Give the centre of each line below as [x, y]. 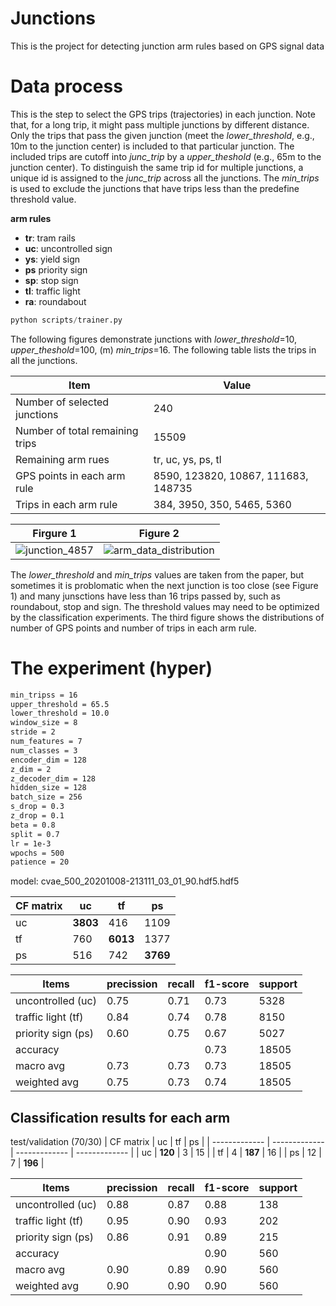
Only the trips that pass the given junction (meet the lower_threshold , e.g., [162, 135]
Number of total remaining [77, 430]
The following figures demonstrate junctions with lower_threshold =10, [153, 339]
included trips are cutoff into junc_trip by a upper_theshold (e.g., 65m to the [166, 156]
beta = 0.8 [33, 825]
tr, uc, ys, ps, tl [187, 459]
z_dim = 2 [31, 769]
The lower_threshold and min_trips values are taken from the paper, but [157, 574]
